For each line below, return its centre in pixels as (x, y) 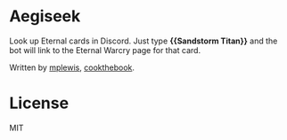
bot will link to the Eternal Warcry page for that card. (105, 50)
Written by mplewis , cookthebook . (72, 67)
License (39, 103)
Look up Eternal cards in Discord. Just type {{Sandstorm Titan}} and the (143, 41)
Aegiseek (45, 16)
